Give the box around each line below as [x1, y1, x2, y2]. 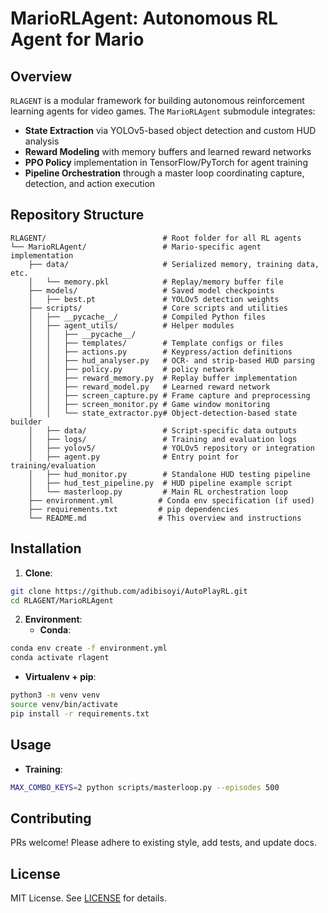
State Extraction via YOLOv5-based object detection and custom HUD [24, 125, 317, 136]
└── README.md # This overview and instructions [28, 513, 302, 523]
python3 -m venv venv [10, 690, 101, 701]
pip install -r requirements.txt [10, 708, 150, 719]
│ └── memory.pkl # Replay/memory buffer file [28, 277, 284, 287]
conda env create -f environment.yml [10, 643, 168, 654]
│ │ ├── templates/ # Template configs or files [28, 338, 284, 348]
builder [10, 417, 43, 427]
